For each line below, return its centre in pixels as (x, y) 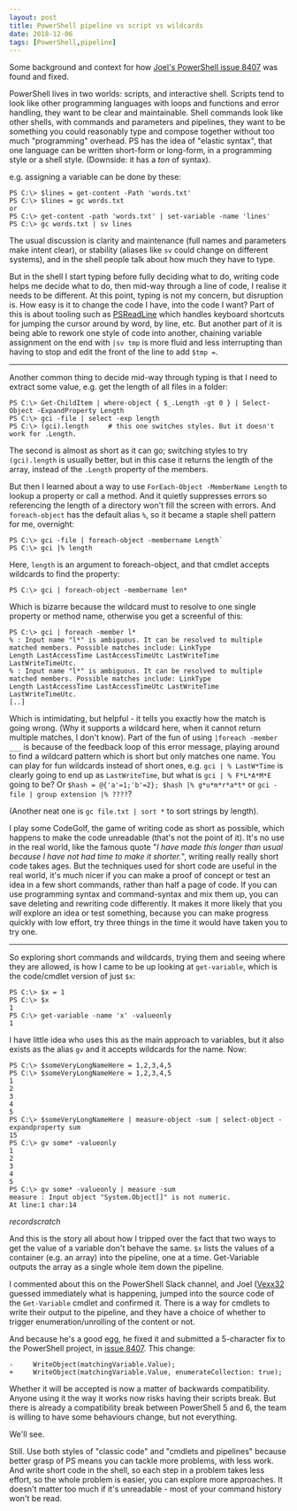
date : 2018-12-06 (41, 34)
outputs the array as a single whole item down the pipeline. (117, 1267)
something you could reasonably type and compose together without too (142, 132)
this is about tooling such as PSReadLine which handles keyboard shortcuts (147, 315)
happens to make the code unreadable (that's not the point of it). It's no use (147, 837)
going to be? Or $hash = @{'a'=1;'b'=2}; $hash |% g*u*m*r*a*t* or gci (139, 784)
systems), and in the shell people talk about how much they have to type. (142, 260)
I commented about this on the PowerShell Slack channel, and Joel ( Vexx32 (147, 1284)
